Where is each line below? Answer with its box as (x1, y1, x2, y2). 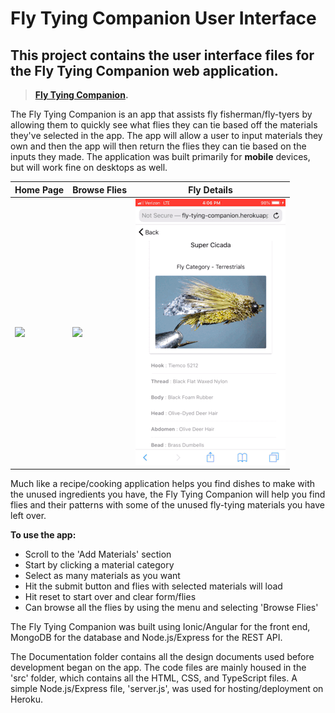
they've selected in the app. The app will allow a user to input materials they (10, 130, 323, 141)
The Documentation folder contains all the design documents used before (10, 651, 315, 663)
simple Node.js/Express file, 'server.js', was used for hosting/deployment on (10, 683, 324, 695)
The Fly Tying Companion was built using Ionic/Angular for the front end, (10, 621, 311, 633)
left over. (10, 510, 47, 522)
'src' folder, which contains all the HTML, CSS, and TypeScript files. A (10, 672, 298, 684)
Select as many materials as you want (24, 570, 181, 582)
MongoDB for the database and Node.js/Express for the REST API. (10, 632, 283, 644)
